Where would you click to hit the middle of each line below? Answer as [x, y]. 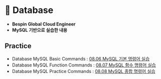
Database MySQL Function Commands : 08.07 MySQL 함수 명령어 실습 [84, 65]
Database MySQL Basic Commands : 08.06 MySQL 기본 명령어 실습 [81, 58]
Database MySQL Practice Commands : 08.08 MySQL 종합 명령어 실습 [84, 71]
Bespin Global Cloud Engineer [44, 24]
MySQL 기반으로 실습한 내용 [40, 30]
